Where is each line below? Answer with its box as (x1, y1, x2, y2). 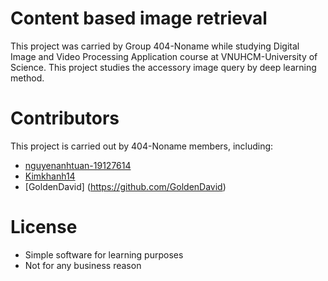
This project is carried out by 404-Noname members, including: (10, 140, 274, 152)
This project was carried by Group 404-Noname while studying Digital (10, 40, 300, 52)
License (10, 216, 78, 239)
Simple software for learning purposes (24, 248, 184, 261)
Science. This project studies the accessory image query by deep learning (10, 61, 317, 73)
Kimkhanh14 (24, 170, 76, 182)
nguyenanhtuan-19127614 (24, 159, 132, 171)
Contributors (10, 107, 120, 130)
